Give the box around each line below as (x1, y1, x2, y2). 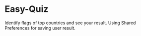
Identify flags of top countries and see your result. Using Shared (4, 20, 136, 26)
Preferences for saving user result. (4, 25, 75, 31)
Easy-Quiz (4, 3, 49, 15)
